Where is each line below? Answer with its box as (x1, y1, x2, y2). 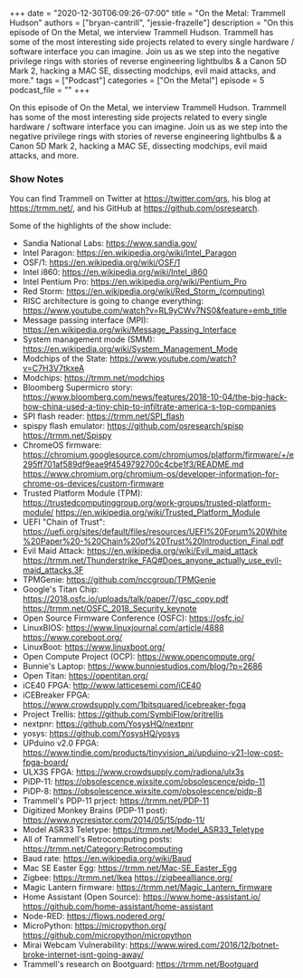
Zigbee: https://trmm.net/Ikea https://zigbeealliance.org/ (22, 872, 233, 883)
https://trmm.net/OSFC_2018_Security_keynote (22, 603, 197, 614)
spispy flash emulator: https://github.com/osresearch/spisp (22, 421, 244, 432)
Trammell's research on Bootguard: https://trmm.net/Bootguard (22, 959, 260, 970)
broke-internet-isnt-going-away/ (22, 949, 145, 960)
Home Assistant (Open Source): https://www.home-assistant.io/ (22, 891, 261, 903)
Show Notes (9, 172, 64, 185)
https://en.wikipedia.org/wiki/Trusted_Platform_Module (55, 507, 260, 518)
